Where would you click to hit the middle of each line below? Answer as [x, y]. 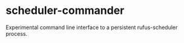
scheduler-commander [65, 11]
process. [17, 33]
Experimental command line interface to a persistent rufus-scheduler [92, 27]
